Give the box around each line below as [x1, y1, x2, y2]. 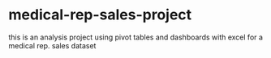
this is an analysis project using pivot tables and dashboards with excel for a [8, 32, 264, 42]
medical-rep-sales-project [8, 6, 192, 24]
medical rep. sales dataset [8, 40, 97, 50]
